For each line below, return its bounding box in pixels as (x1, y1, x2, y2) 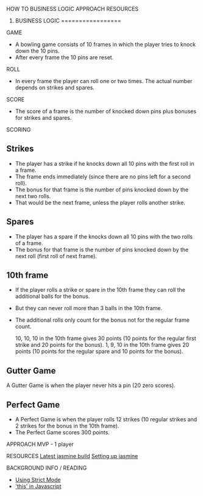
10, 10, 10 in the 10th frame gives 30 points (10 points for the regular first (15, 335, 196, 342)
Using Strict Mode (15, 476, 61, 484)
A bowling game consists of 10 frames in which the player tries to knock (15, 41, 196, 48)
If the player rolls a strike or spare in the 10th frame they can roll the (15, 286, 186, 294)
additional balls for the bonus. (15, 293, 90, 300)
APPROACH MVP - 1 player (6, 440, 74, 448)
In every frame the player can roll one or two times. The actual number (15, 78, 193, 84)
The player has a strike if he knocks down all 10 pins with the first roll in (15, 160, 194, 167)
